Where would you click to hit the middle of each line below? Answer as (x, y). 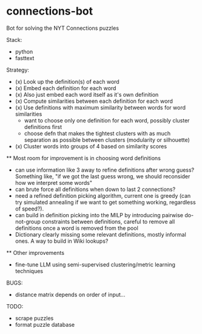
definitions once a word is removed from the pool (76, 228)
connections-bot (49, 11)
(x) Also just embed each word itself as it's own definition (87, 94)
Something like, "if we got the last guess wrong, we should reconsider (103, 176)
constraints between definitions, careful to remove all (109, 221)
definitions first (43, 127)
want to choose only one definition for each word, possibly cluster (107, 120)
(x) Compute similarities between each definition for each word (94, 101)
